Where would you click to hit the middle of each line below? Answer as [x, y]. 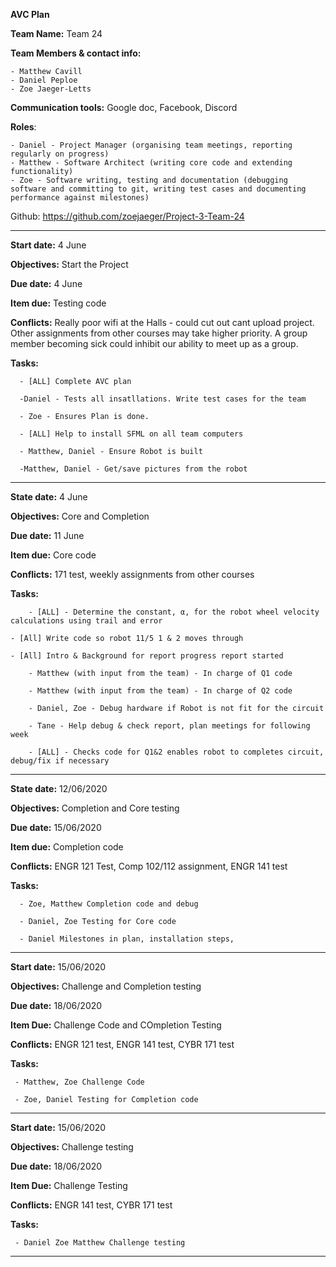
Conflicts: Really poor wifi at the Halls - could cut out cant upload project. [162, 322]
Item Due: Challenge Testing [69, 1185]
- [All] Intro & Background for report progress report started [147, 656]
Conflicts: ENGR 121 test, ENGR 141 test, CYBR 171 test [122, 1044]
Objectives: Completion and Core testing [95, 808]
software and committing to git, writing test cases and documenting [158, 189]
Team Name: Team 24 [56, 33]
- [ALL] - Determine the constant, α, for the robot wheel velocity [174, 612]
